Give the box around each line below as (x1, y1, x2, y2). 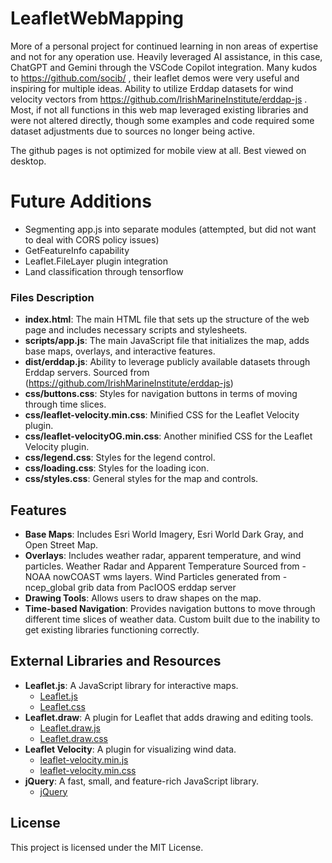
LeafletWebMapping (10, 7, 184, 30)
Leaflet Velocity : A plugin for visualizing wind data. (24, 743, 237, 755)
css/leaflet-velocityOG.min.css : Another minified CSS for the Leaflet (24, 430, 313, 442)
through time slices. (24, 398, 107, 411)
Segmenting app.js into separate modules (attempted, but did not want (24, 223, 317, 235)
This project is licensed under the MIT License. (10, 841, 204, 853)
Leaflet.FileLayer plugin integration (24, 255, 169, 267)
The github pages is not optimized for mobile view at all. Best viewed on (10, 144, 307, 156)
